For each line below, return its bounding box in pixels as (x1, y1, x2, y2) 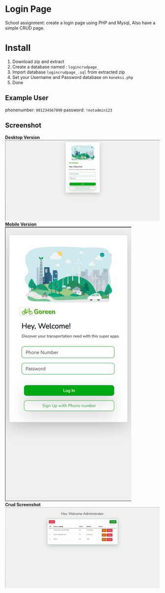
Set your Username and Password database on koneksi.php (12, 74, 134, 80)
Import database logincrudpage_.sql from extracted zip (12, 69, 125, 75)
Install (5, 42, 31, 54)
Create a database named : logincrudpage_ (12, 64, 99, 70)
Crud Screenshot (5, 502, 41, 508)
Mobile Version (5, 221, 37, 227)
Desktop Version (5, 134, 40, 140)
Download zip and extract (12, 58, 65, 65)
